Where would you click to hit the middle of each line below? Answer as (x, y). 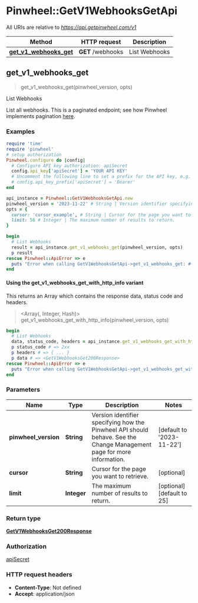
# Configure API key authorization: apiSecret (70, 166)
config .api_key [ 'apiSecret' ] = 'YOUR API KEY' (70, 171)
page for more (111, 452)
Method (41, 41)
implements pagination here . (41, 116)
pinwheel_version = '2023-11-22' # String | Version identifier (87, 204)
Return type (24, 518)
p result (22, 253)
